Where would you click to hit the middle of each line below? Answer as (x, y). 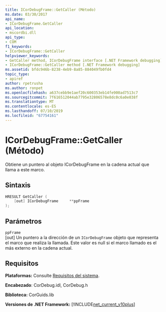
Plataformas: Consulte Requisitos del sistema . (52, 275)
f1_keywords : (19, 47)
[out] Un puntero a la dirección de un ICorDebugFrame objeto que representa (82, 237)
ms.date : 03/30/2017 (26, 14)
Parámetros (23, 221)
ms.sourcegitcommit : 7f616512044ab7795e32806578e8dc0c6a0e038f (72, 97)
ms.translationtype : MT (30, 102)
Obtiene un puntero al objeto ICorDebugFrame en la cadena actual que (77, 164)
